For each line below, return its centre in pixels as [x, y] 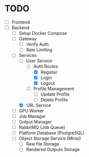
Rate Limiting [39, 50]
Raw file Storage [43, 144]
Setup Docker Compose [43, 33]
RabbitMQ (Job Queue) [42, 128]
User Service [39, 61]
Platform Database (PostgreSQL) [52, 133]
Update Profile [55, 94]
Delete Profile [54, 100]
